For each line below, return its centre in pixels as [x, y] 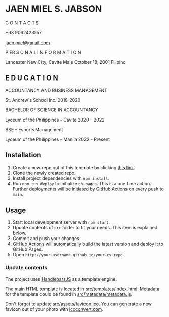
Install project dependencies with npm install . [61, 178]
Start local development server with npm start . [61, 222]
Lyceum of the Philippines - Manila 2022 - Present [58, 139]
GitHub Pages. [28, 249]
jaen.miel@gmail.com [28, 42]
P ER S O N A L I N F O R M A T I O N [43, 52]
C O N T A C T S [22, 23]
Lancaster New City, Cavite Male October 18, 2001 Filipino [66, 62]
